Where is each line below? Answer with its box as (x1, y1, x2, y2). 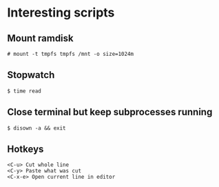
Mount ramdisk (7, 32, 74, 44)
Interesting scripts (7, 5, 115, 21)
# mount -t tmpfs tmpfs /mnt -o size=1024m (7, 50, 134, 57)
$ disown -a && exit (7, 124, 67, 132)
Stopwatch (7, 69, 55, 81)
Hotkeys (7, 144, 44, 155)
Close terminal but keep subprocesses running (7, 106, 213, 118)
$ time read (7, 88, 41, 95)
